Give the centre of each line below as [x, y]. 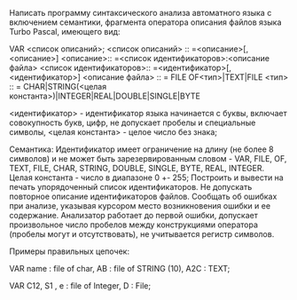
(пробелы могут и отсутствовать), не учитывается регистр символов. [142, 234]
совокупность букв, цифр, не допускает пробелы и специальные [133, 122]
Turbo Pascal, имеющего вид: [65, 32]
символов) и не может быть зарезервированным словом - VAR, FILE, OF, [148, 158]
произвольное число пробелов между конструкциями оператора [134, 225]
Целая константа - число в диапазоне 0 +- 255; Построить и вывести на [146, 178]
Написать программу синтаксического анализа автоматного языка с [141, 13]
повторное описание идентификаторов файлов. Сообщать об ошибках [143, 196]
